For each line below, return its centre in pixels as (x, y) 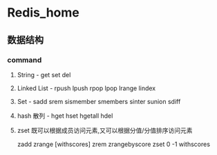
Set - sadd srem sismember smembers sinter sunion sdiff (99, 101)
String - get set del (44, 74)
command (25, 60)
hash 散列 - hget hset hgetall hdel (65, 116)
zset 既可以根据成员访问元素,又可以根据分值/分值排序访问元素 (105, 130)
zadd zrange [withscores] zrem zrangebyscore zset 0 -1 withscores (114, 144)
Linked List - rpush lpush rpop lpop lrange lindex (86, 88)
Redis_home (43, 13)
